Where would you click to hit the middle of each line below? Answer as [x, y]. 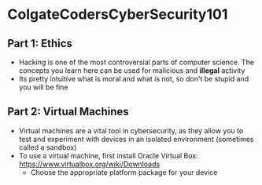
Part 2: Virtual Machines [68, 112]
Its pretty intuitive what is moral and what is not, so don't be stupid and [134, 79]
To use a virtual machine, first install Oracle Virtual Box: [108, 155]
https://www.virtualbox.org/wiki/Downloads [89, 164]
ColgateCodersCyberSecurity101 [118, 15]
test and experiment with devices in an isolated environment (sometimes [136, 139]
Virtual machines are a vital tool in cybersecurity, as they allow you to [131, 130]
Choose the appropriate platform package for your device [124, 172]
